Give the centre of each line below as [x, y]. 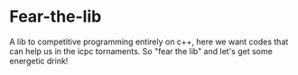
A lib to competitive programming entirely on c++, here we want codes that [149, 42]
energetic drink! [39, 61]
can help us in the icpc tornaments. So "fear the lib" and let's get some [141, 51]
